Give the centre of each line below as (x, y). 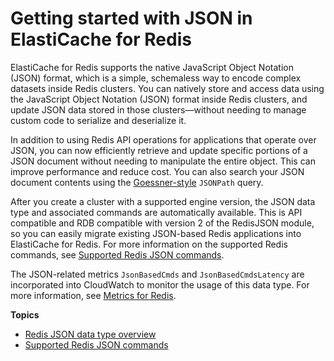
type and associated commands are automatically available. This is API (156, 212)
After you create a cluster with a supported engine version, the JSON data (163, 201)
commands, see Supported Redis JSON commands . (117, 254)
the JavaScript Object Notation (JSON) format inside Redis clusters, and (159, 99)
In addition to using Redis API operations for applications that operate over (163, 139)
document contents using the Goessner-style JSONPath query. (137, 182)
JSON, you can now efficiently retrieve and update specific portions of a (159, 150)
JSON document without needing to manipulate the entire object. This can (163, 161)
